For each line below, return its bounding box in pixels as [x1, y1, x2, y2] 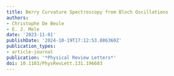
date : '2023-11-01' [6, 32, 56, 38]
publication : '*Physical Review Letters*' [6, 55, 116, 61]
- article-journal [6, 49, 53, 55]
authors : [6, 15, 29, 21]
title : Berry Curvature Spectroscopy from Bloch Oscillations [6, 9, 168, 15]
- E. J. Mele [6, 26, 40, 32]
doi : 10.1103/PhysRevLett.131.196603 [6, 60, 103, 66]
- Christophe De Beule [6, 20, 64, 26]
